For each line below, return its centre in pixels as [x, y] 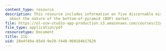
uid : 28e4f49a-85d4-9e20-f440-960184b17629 [51, 41]
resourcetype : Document [30, 32]
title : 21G [16, 37]
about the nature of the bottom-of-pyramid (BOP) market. [71, 18]
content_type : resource [30, 9]
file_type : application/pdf [34, 28]
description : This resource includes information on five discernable [79, 14]
